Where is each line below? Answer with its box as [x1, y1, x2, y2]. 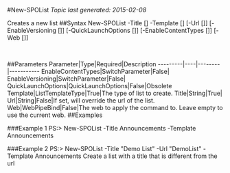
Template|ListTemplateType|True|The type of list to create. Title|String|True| [7, 89, 223, 97]
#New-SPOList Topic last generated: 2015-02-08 [7, 6, 147, 14]
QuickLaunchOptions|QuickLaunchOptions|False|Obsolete [7, 82, 172, 90]
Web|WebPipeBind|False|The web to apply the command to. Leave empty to [7, 104, 223, 111]
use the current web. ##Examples [7, 111, 103, 119]
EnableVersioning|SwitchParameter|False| [7, 75, 126, 83]
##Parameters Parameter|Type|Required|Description [7, 60, 157, 68]
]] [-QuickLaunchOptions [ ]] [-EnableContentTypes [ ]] [60, 27, 213, 34]
